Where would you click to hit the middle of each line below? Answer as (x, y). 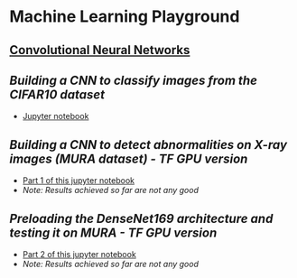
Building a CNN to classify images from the (133, 80)
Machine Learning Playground (125, 17)
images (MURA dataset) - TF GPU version (129, 158)
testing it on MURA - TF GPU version (113, 232)
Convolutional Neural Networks (100, 50)
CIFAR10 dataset (57, 94)
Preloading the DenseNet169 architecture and (141, 218)
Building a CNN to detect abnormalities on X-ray (148, 145)
